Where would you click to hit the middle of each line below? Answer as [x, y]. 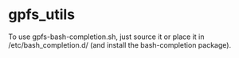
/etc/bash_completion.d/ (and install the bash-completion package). [120, 44]
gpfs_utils [42, 15]
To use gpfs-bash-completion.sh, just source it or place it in [106, 37]
